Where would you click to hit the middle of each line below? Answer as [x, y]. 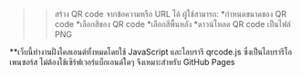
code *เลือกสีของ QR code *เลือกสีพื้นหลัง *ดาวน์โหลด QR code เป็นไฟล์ [173, 24]
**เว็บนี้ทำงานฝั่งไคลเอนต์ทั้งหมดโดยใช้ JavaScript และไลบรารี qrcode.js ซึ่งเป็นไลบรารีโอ [151, 52]
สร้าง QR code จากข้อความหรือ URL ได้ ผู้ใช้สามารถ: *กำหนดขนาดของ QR [171, 14]
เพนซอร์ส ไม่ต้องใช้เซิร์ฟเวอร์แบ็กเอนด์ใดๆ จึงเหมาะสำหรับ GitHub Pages [122, 62]
